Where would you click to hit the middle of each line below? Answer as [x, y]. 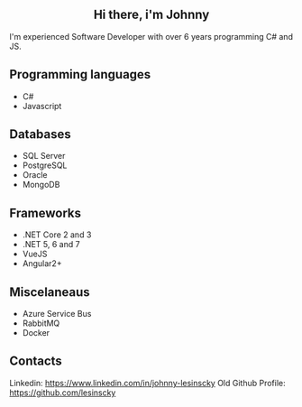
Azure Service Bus [57, 314]
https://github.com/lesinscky [63, 393]
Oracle [35, 175]
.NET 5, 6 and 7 [51, 245]
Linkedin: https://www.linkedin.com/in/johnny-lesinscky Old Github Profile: [147, 383]
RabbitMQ [41, 323]
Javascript [42, 106]
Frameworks [46, 213]
